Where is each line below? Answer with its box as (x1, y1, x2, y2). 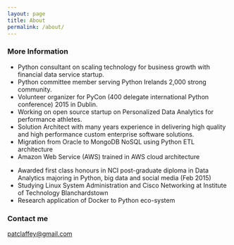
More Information (7, 46, 68, 56)
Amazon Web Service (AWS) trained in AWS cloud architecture (17, 152, 200, 161)
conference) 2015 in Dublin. (17, 100, 98, 108)
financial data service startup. (17, 70, 104, 78)
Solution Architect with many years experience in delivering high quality (17, 122, 226, 131)
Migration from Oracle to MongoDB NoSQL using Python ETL (17, 137, 195, 146)
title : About (7, 17, 46, 24)
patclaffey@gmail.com (7, 230, 73, 238)
